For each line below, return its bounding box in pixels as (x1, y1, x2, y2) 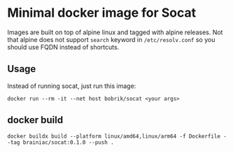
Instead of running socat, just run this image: (7, 82, 136, 90)
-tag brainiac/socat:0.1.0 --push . (7, 138, 114, 146)
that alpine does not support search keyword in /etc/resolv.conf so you (7, 35, 216, 43)
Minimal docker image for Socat (7, 5, 197, 21)
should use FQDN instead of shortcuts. (7, 43, 120, 51)
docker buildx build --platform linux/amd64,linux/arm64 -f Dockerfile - (7, 133, 227, 140)
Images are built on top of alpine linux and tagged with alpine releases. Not (7, 28, 223, 36)
